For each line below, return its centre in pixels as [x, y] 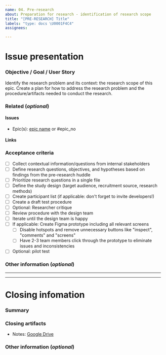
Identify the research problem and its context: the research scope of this [79, 83]
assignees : [16, 28]
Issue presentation [44, 57]
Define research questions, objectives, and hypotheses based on [78, 169]
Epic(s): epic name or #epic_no [44, 129]
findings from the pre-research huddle [51, 175]
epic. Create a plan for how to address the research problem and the [75, 88]
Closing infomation [45, 295]
